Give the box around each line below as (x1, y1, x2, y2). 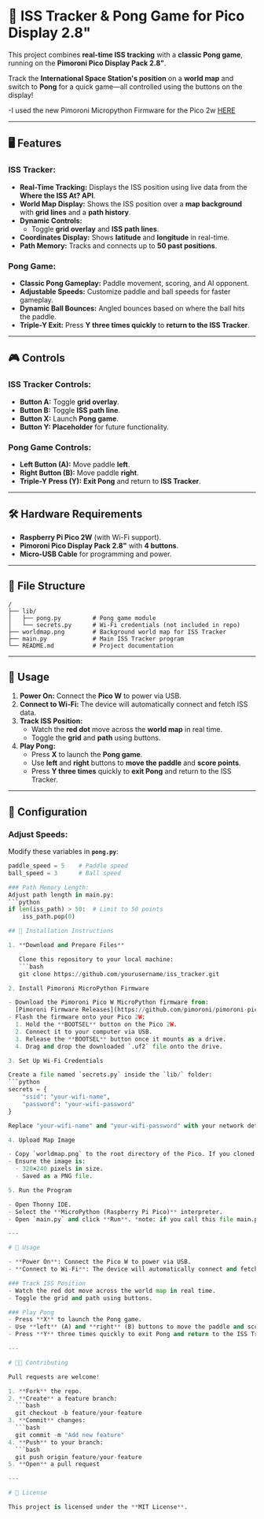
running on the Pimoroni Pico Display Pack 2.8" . (8, 58, 167, 68)
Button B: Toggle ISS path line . (19, 405, 120, 414)
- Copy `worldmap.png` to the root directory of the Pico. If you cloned (8, 1150, 255, 1158)
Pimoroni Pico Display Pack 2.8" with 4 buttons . (19, 540, 179, 550)
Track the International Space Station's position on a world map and (8, 73, 234, 83)
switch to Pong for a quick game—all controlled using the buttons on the (8, 82, 243, 91)
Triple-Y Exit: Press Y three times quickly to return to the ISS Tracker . (19, 320, 250, 329)
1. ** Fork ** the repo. (8, 1387, 82, 1395)
